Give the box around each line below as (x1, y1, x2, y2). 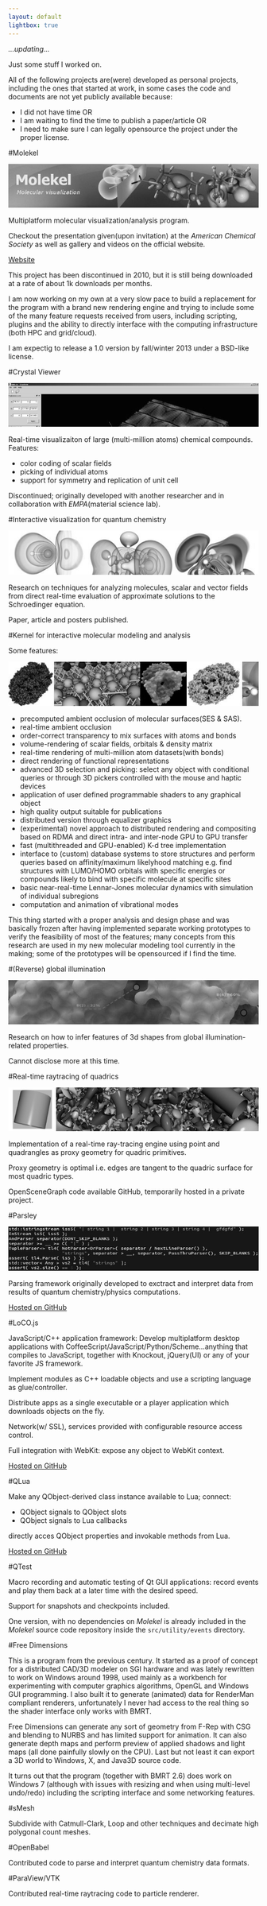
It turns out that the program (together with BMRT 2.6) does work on (8, 1771, 232, 1780)
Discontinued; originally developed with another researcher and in (8, 491, 225, 501)
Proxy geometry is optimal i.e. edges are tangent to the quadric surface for (8, 1163, 253, 1172)
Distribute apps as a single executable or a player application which (8, 1397, 230, 1407)
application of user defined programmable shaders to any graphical (19, 790, 241, 800)
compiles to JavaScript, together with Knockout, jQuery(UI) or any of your (8, 1350, 250, 1359)
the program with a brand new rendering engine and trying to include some (8, 302, 254, 312)
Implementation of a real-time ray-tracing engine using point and (8, 1139, 220, 1149)
